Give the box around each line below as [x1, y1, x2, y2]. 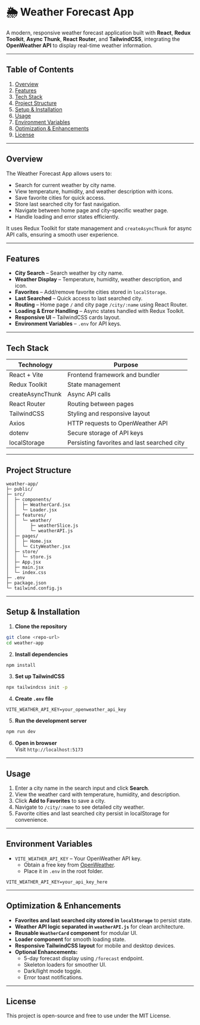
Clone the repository [14, 623, 67, 630]
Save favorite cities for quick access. [14, 194, 105, 201]
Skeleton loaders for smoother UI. [23, 961, 107, 968]
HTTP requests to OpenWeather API [67, 419, 168, 427]
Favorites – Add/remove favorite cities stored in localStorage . [14, 288, 167, 296]
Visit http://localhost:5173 [14, 746, 83, 753]
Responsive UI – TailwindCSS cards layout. [14, 314, 121, 321]
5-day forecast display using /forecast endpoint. [23, 955, 144, 962]
